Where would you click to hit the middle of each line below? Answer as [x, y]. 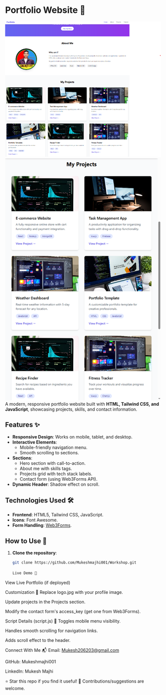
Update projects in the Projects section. [45, 602]
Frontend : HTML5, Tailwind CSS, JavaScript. [58, 515]
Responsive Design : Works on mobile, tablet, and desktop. [72, 437]
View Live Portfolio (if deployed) [38, 582]
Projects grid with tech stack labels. [56, 474]
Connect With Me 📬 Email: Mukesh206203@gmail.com [62, 650]
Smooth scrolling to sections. [49, 452]
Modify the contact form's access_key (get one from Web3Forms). [73, 611]
